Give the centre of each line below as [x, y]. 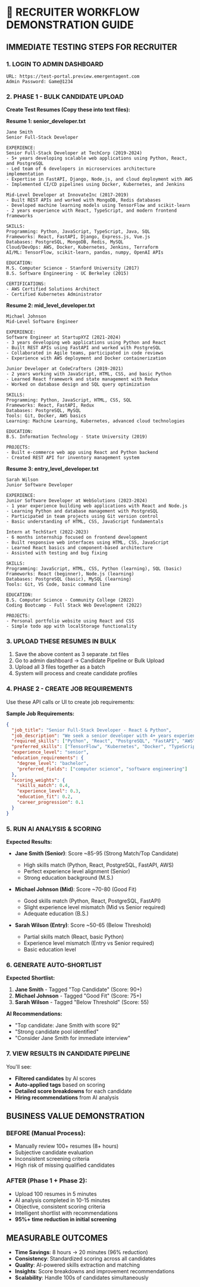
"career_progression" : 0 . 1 [50, 803]
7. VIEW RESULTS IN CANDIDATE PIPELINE [68, 1054]
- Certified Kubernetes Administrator [54, 295]
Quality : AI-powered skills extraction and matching [77, 1265]
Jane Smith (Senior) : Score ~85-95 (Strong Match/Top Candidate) [96, 853]
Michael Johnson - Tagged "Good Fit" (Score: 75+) [78, 996]
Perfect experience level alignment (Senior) [77, 871]
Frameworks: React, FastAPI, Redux [50, 405]
